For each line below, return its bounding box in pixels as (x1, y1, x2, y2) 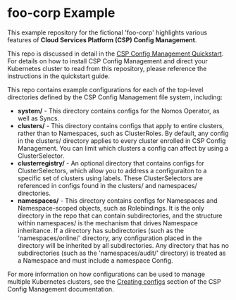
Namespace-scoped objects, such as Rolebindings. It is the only (17, 204, 204, 212)
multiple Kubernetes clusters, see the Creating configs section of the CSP (7, 277, 221, 286)
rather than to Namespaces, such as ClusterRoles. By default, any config (17, 129, 229, 137)
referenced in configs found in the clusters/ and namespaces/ (17, 181, 197, 189)
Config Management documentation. (7, 285, 114, 293)
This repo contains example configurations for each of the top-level (7, 85, 204, 94)
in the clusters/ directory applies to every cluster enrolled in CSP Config (17, 136, 226, 145)
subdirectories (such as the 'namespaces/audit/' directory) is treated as (17, 249, 226, 257)
